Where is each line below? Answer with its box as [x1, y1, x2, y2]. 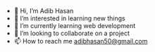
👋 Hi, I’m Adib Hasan [13, 7, 74, 15]
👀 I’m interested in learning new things [13, 14, 125, 22]
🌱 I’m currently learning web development [13, 22, 136, 30]
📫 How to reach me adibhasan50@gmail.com [13, 37, 148, 45]
